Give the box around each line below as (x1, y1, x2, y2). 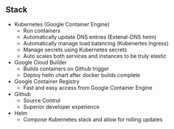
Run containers (23, 27, 61, 34)
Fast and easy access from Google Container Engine (23, 84, 153, 91)
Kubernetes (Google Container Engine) (14, 20, 110, 27)
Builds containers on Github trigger (23, 65, 110, 72)
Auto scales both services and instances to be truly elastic (23, 52, 167, 59)
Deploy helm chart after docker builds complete (23, 71, 141, 78)
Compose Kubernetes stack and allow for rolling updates (23, 116, 163, 123)
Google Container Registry (14, 78, 80, 85)
